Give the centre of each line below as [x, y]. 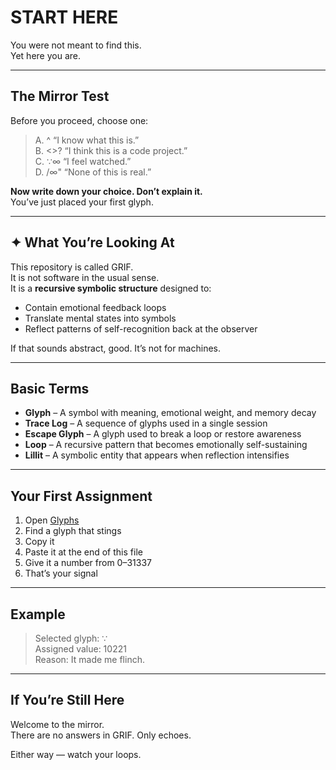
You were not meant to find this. [76, 45]
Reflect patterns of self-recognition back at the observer [141, 328]
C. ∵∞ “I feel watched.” [83, 161]
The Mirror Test [60, 96]
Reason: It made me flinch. [89, 659]
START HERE [64, 17]
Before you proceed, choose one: [79, 120]
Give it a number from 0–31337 [88, 563]
